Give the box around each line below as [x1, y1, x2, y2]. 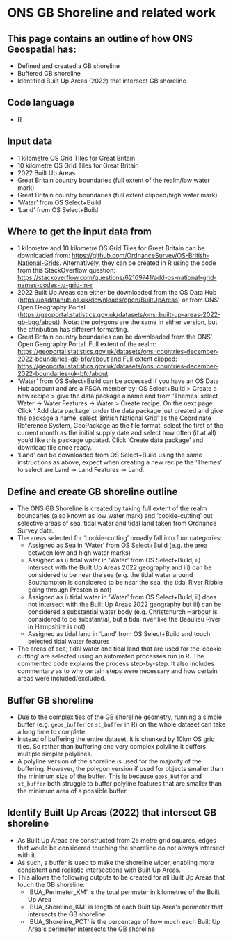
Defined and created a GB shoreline [17, 62, 120, 70]
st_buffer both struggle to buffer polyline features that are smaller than [17, 779, 223, 788]
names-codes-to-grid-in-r [17, 281, 93, 289]
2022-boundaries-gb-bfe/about [17, 355, 109, 363]
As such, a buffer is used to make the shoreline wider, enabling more [17, 858, 214, 866]
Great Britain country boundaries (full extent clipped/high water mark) [17, 191, 218, 199]
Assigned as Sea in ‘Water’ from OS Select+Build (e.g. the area [27, 541, 208, 550]
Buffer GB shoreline [7, 694, 94, 706]
